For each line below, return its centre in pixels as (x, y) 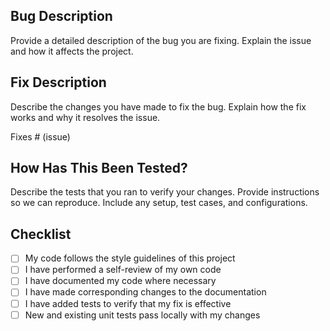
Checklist (41, 234)
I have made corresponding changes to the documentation (145, 292)
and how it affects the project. (72, 51)
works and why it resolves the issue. (85, 117)
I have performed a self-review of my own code (123, 270)
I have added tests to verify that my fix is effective (128, 303)
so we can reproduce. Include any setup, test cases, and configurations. (159, 203)
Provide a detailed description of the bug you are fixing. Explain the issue (161, 40)
